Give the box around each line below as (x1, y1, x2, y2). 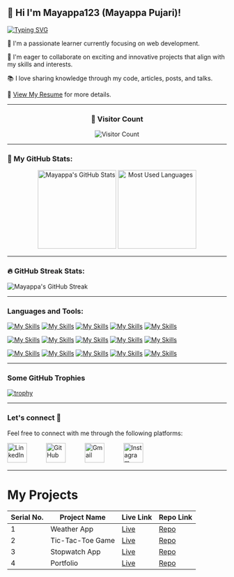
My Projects (7, 487, 79, 503)
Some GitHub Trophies (7, 373, 86, 383)
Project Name (59, 512, 106, 522)
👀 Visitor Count (91, 114, 143, 124)
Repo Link (159, 512, 193, 522)
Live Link (121, 512, 153, 522)
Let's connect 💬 (7, 413, 61, 423)
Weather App (50, 524, 94, 534)
